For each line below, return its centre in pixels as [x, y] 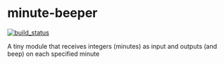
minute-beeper [52, 13]
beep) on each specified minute [54, 54]
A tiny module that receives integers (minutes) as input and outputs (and [112, 46]
